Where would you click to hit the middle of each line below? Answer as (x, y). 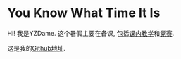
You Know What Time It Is (84, 13)
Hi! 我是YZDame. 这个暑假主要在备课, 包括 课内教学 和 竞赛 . (91, 33)
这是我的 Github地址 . (36, 48)
